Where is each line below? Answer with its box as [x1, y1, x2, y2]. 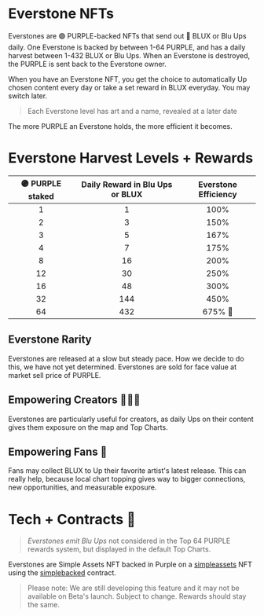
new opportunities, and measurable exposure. [8, 482, 157, 492]
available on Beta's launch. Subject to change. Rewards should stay [27, 592, 247, 601]
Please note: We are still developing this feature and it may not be [27, 583, 240, 593]
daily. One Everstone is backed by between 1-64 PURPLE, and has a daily [8, 42, 246, 52]
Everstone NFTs [8, 5, 115, 23]
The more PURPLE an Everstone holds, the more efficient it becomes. [8, 121, 233, 130]
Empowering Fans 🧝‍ [8, 445, 108, 458]
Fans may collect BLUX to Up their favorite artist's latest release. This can [8, 466, 247, 475]
